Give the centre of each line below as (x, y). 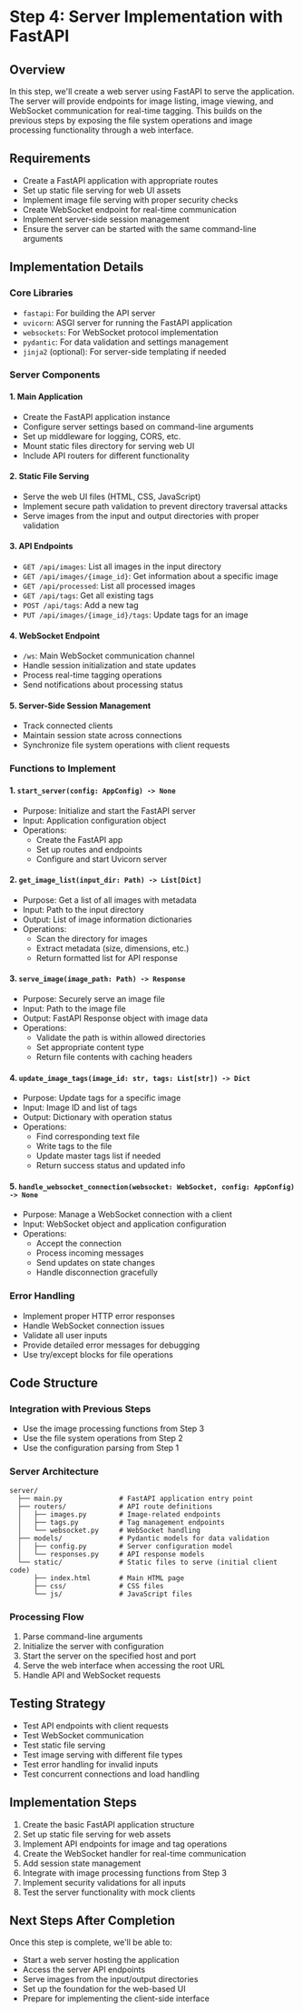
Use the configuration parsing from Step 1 (101, 1448)
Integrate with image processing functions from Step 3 (124, 1873)
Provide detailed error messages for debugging (111, 1345)
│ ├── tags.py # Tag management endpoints (121, 1522)
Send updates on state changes (96, 1263)
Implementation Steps (73, 1803)
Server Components (55, 375)
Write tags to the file (74, 1147)
